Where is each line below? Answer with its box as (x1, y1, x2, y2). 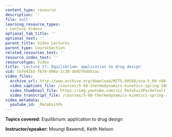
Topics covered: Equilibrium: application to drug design (5, 116, 123, 122)
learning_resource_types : (5, 21, 60, 27)
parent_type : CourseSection (5, 45, 66, 50)
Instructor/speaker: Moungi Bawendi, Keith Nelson (5, 126, 114, 132)
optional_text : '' (5, 36, 45, 41)
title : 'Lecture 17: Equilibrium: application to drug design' (5, 64, 143, 69)
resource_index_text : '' (5, 54, 58, 60)
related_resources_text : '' (5, 50, 66, 55)
